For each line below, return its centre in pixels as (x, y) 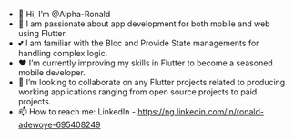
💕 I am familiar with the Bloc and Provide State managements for (138, 43)
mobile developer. (52, 72)
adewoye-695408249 (59, 124)
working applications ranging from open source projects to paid (137, 92)
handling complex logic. (63, 53)
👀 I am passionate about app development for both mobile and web (144, 24)
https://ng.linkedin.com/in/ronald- (201, 112)
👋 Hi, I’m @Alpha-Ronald (64, 14)
